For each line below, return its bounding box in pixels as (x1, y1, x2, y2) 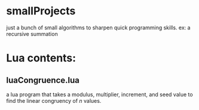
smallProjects (6, 4, 76, 18)
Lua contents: (6, 51, 76, 65)
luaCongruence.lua (6, 75, 79, 85)
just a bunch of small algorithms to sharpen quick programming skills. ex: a (6, 24, 191, 31)
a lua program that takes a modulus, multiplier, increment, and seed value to (6, 91, 193, 98)
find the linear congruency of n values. (6, 97, 102, 104)
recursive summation (6, 30, 58, 37)
